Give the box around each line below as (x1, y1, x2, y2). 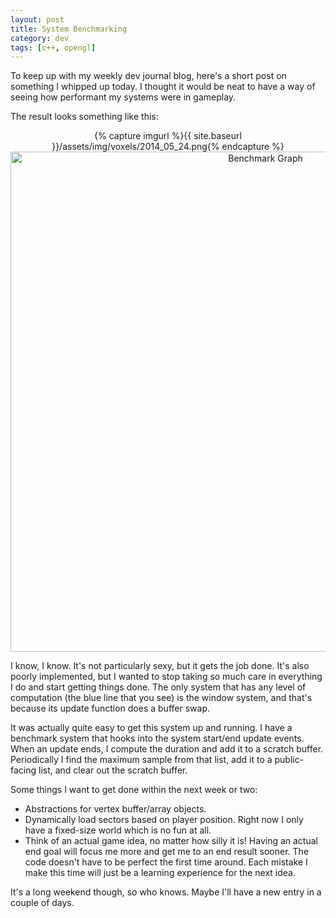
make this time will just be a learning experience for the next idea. (24, 867, 297, 879)
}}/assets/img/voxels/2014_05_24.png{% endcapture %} (51, 141, 285, 153)
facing (10, 764, 37, 776)
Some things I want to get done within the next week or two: (10, 784, 258, 796)
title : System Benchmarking (10, 24, 128, 34)
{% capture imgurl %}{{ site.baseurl (94, 130, 242, 142)
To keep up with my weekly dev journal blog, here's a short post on (10, 70, 287, 82)
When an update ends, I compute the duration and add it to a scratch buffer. (10, 743, 324, 755)
